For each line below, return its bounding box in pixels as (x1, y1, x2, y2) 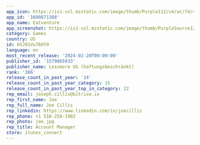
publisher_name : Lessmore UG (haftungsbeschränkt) (6, 63, 135, 70)
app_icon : (6, 8, 31, 15)
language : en (6, 47, 39, 53)
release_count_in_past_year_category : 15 (6, 80, 111, 86)
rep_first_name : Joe (6, 96, 58, 102)
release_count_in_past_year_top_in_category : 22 (6, 86, 129, 92)
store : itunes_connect (6, 130, 62, 136)
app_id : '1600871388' (6, 14, 60, 20)
